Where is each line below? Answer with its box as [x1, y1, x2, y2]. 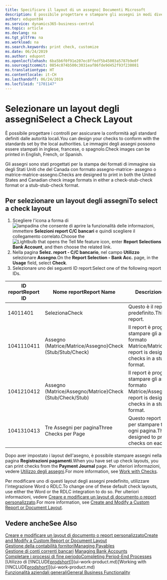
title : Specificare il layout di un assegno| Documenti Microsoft [5, 7, 146, 12]
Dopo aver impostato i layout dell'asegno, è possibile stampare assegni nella [5, 452, 162, 459]
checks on [128, 440, 153, 447]
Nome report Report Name [53, 289, 116, 296]
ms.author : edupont [5, 53, 46, 59]
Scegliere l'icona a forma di [12, 217, 69, 223]
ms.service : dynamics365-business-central [5, 21, 94, 26]
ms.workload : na [5, 40, 39, 45]
